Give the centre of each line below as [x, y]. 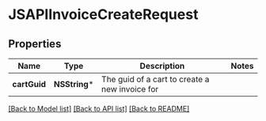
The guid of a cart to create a [156, 79]
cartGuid [29, 84]
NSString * [74, 84]
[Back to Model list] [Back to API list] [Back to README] [99, 109]
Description [162, 66]
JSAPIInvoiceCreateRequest [103, 15]
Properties [35, 44]
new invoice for [130, 89]
